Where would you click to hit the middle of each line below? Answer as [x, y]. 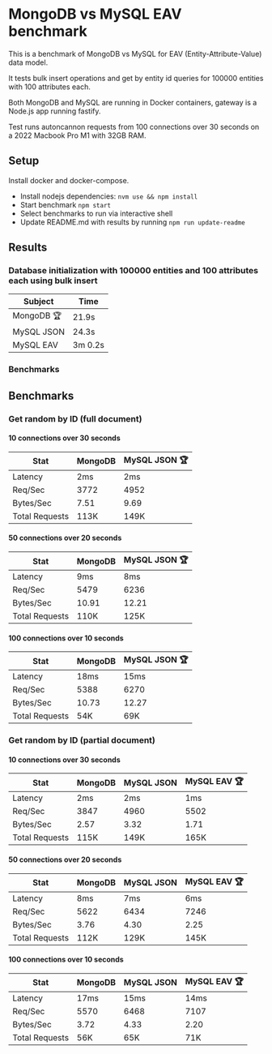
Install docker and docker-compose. [69, 180]
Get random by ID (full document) [75, 418]
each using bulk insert [53, 281]
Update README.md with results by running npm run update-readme [132, 222]
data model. [28, 62]
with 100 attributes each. [50, 87]
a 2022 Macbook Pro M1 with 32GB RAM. [77, 135]
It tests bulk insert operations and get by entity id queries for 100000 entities [136, 78]
